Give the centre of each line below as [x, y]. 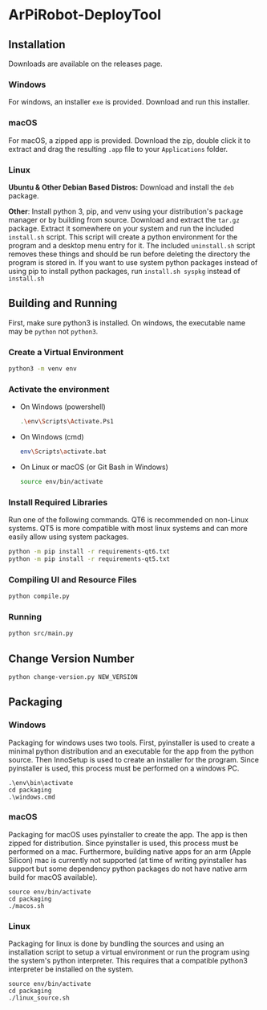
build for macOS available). [53, 877]
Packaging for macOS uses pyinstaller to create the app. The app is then [128, 834]
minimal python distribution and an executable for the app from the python [131, 751]
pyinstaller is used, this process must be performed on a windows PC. [124, 768]
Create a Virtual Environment [66, 352]
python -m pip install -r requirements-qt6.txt [89, 552]
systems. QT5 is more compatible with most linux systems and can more [128, 529]
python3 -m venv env [43, 369]
